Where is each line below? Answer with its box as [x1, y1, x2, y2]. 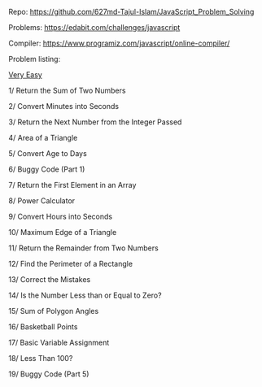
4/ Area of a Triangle [8, 133, 78, 142]
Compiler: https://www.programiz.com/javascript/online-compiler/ [8, 38, 230, 48]
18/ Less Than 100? [8, 354, 73, 363]
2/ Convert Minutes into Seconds [8, 102, 120, 111]
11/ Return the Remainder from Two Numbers [8, 243, 159, 253]
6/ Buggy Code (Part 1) [8, 164, 85, 174]
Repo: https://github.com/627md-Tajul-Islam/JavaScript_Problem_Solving [8, 7, 255, 16]
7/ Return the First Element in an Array [8, 180, 137, 189]
